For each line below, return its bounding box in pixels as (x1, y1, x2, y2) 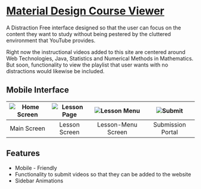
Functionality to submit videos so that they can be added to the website (14, 170, 191, 178)
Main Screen (10, 124, 46, 133)
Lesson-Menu (97, 120, 138, 128)
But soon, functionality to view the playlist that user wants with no (6, 61, 169, 68)
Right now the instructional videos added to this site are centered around (6, 48, 185, 55)
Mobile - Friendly (14, 164, 57, 172)
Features (6, 148, 40, 158)
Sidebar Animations (14, 177, 64, 184)
